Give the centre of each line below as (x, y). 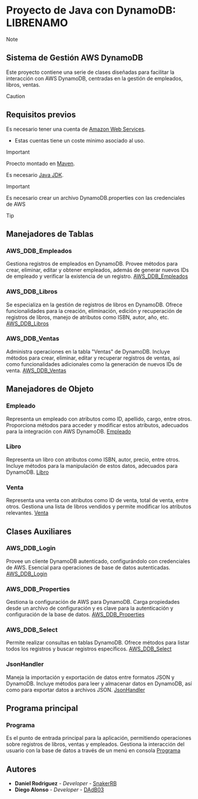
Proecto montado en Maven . (41, 163)
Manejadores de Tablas (50, 234)
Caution (16, 96)
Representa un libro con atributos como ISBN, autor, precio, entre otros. (93, 460)
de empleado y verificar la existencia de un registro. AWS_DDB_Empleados (97, 276)
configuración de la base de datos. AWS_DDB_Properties (75, 614)
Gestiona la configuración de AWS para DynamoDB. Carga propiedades (93, 602)
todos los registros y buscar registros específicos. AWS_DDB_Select (89, 649)
